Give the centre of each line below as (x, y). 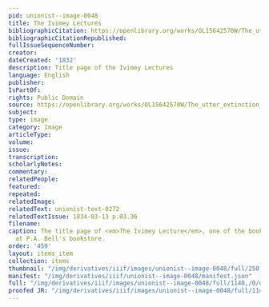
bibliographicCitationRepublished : (68, 38)
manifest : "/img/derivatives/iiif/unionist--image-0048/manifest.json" (130, 276)
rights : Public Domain (46, 98)
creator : (23, 53)
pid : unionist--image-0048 (53, 16)
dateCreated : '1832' (43, 61)
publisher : (26, 82)
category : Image (35, 127)
